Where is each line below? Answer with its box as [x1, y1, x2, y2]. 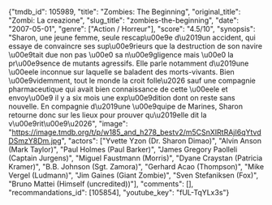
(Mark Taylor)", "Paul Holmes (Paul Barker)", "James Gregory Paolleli [8, 145, 238, 154]
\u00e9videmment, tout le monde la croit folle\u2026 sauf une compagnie [8, 76, 256, 85]
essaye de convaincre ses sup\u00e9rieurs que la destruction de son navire [8, 41, 262, 51]
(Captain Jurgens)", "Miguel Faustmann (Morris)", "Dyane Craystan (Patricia [8, 153, 263, 163]
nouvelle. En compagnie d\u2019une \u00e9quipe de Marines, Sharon [8, 101, 244, 111]
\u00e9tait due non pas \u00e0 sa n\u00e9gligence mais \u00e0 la [8, 50, 234, 59]
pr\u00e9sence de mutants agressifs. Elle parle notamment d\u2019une [8, 58, 249, 68]
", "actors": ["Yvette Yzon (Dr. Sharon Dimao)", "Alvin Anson [61, 136, 262, 145]
